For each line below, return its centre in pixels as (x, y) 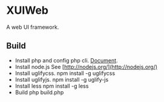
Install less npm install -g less (52, 86)
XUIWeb (28, 10)
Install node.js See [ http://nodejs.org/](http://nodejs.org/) (86, 67)
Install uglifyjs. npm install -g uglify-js (62, 79)
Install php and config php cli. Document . (66, 60)
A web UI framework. (33, 27)
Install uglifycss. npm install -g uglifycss (65, 73)
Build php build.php (39, 92)
